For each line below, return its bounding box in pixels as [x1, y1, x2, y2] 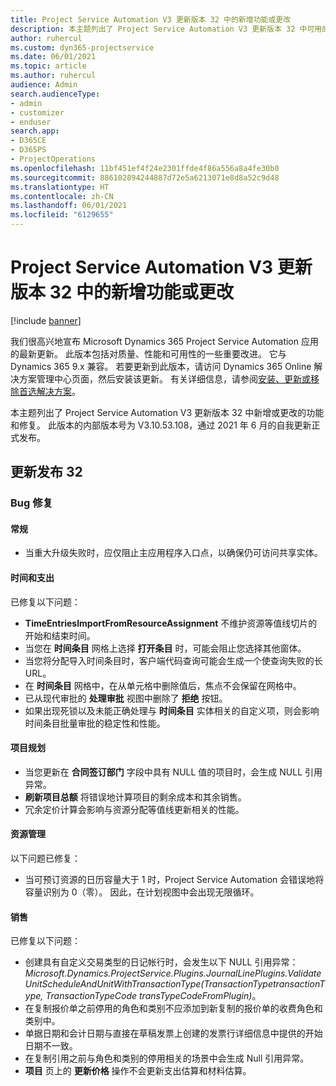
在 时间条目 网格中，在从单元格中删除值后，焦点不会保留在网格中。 [24, 679, 302, 691]
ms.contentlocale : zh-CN [10, 191, 114, 201]
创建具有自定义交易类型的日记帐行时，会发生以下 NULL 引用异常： [24, 956, 299, 968]
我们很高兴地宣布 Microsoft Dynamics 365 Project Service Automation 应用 [10, 335, 319, 347]
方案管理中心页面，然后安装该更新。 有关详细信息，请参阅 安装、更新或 [18, 372, 311, 385]
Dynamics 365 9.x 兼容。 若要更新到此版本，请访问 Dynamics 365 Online [10, 360, 312, 372]
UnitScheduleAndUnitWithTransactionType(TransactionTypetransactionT [24, 978, 326, 990]
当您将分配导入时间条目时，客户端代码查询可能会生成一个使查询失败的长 [24, 654, 323, 666]
